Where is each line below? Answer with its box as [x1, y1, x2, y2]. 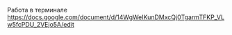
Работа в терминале [7, 6, 68, 14]
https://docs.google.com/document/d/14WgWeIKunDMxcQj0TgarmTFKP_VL [7, 13, 224, 21]
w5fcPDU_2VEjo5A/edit [7, 21, 75, 28]
